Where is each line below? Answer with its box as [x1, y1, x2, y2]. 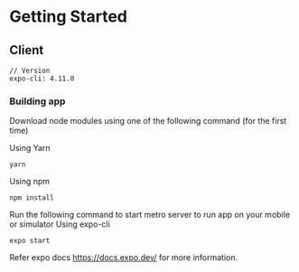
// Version [9, 66, 51, 75]
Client [9, 42, 44, 58]
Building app [9, 95, 66, 108]
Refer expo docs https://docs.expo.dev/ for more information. [9, 252, 238, 263]
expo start [9, 237, 51, 246]
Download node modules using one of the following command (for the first [9, 116, 287, 127]
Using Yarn [9, 143, 51, 154]
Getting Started [9, 6, 128, 27]
